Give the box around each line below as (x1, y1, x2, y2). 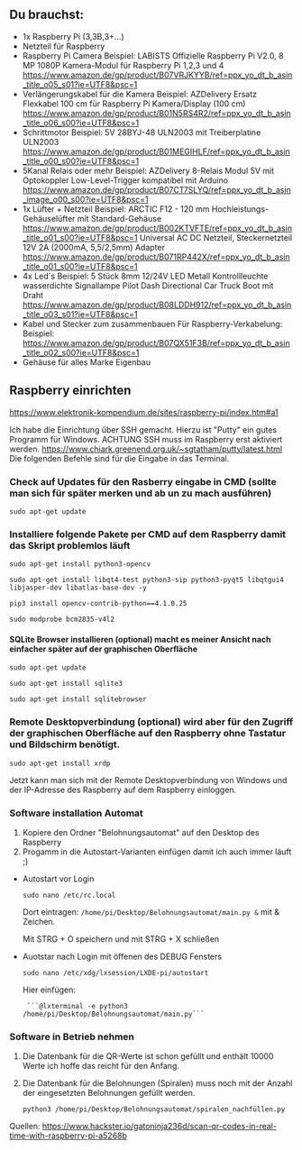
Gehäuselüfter (22, 213, 76, 224)
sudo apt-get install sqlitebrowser (9, 695, 147, 704)
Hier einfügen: (22, 984, 77, 995)
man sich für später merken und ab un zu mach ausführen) (9, 487, 272, 499)
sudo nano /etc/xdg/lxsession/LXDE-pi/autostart (22, 969, 209, 978)
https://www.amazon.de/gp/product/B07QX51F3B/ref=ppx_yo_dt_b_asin (22, 337, 290, 348)
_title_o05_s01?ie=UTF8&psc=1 (22, 78, 138, 89)
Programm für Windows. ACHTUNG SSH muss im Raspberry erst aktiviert (9, 434, 283, 444)
